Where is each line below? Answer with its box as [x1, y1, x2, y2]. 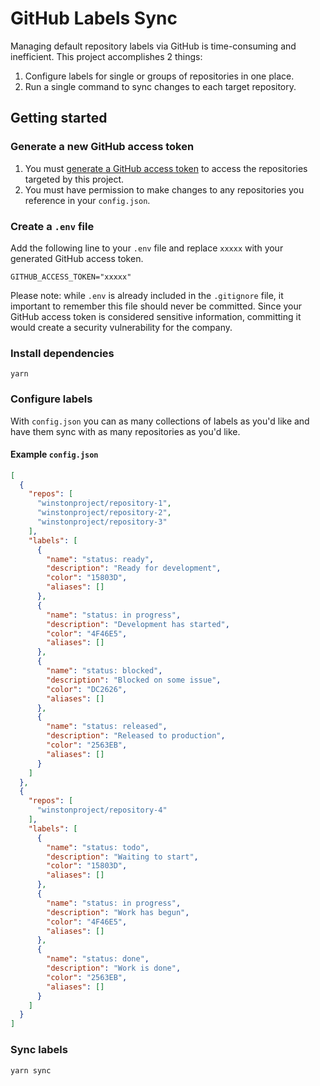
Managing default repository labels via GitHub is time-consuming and [10, 40, 297, 52]
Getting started [10, 110, 108, 127]
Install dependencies [10, 346, 115, 360]
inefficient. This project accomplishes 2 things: [10, 50, 203, 62]
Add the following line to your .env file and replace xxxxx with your [10, 242, 284, 254]
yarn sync [10, 1065, 52, 1076]
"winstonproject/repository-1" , [36, 498, 172, 509]
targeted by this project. [24, 173, 125, 185]
